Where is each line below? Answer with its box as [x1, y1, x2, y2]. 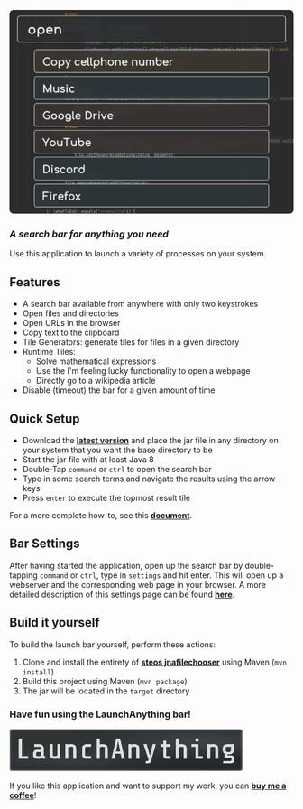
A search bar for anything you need [9, 228, 170, 240]
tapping [9, 570, 38, 581]
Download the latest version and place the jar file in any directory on [22, 434, 279, 445]
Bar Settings [9, 536, 80, 552]
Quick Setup [9, 411, 80, 426]
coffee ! [9, 789, 37, 800]
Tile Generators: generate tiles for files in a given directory [22, 337, 240, 348]
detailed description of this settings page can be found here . [9, 589, 235, 600]
